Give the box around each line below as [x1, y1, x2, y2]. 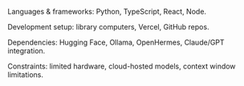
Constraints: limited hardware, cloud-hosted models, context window [7, 61, 236, 71]
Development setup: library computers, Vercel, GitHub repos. [7, 22, 209, 31]
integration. [7, 46, 46, 55]
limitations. [7, 70, 44, 79]
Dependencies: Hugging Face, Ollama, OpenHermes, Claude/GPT [7, 37, 226, 47]
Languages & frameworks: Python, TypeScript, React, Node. [7, 7, 206, 16]
